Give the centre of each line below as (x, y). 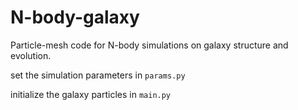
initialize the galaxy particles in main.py (91, 94)
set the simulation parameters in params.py (98, 75)
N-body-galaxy (75, 17)
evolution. (31, 55)
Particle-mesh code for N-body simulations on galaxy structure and (149, 45)
